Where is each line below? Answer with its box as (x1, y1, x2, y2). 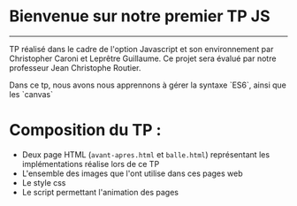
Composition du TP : (9, 120, 162, 141)
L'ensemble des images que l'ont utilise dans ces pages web (21, 168, 243, 179)
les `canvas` (9, 88, 54, 99)
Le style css (21, 177, 66, 187)
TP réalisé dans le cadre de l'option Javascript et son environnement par (9, 43, 274, 54)
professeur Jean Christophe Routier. (9, 62, 141, 72)
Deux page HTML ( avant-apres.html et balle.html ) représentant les (21, 149, 270, 160)
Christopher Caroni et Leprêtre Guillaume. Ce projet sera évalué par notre (9, 53, 277, 64)
